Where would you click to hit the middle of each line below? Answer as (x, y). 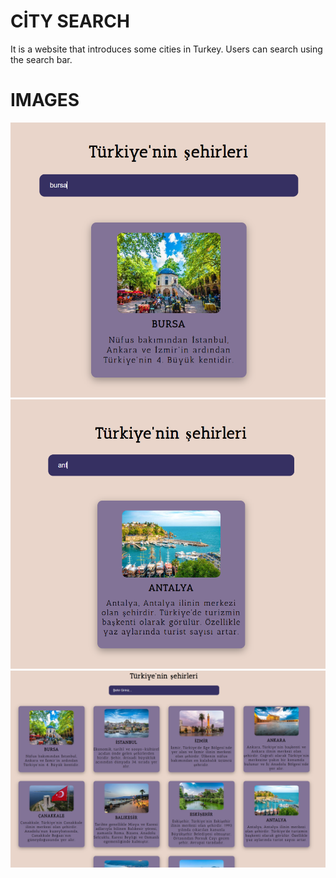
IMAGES (45, 100)
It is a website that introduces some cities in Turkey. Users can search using (166, 49)
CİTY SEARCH (70, 21)
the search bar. (41, 59)
